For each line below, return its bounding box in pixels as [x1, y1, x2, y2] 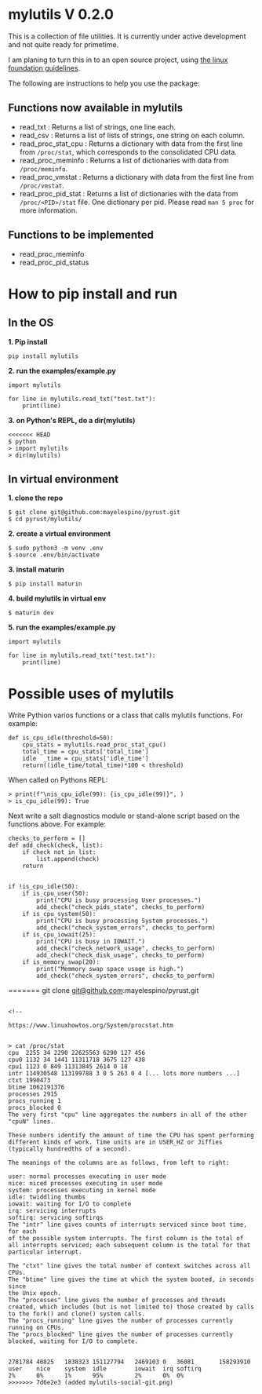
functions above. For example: [8, 819, 107, 829]
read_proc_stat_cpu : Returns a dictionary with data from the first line [19, 139, 243, 148]
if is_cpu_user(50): [22, 889, 89, 898]
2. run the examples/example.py [8, 366, 116, 375]
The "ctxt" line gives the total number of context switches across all [8, 1262, 251, 1270]
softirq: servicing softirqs [8, 1214, 104, 1222]
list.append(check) [36, 856, 100, 863]
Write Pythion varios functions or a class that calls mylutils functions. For [8, 710, 243, 720]
